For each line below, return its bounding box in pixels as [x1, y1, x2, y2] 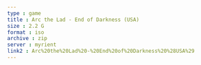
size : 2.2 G [7, 22, 45, 29]
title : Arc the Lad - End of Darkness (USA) [7, 16, 139, 23]
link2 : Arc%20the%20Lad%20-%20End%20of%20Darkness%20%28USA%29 [7, 48, 195, 55]
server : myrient [7, 41, 57, 48]
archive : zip [7, 35, 48, 42]
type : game [7, 9, 41, 17]
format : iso [7, 28, 45, 36]
